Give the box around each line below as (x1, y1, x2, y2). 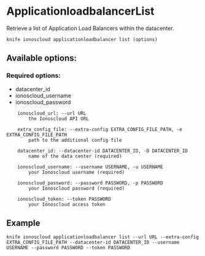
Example (6, 218, 41, 228)
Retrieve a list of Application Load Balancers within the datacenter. (6, 24, 174, 32)
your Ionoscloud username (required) (28, 169, 125, 175)
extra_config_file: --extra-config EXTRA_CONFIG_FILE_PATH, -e (17, 126, 183, 132)
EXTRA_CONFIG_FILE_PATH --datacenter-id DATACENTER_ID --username (6, 239, 180, 246)
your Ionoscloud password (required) (28, 185, 125, 191)
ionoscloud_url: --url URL (17, 110, 87, 116)
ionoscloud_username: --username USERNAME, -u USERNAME (17, 164, 164, 170)
